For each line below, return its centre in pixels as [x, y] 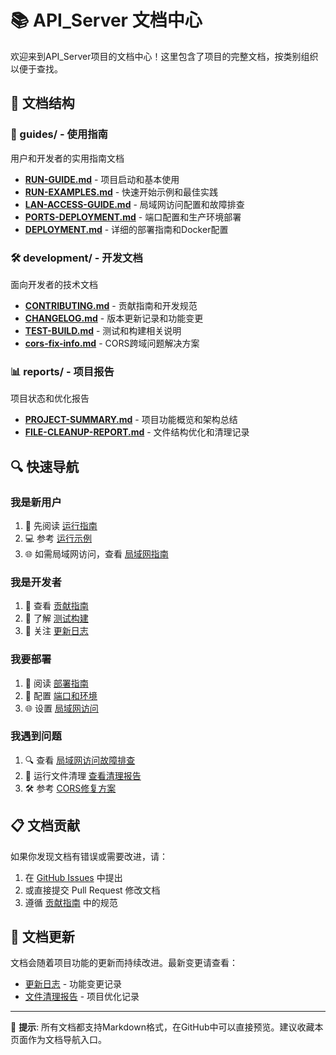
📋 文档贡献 [45, 826]
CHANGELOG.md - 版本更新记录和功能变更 [114, 318]
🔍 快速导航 [45, 466]
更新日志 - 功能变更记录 [73, 984]
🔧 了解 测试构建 [56, 618]
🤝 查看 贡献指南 [56, 606]
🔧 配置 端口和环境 [61, 695]
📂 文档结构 [42, 103]
